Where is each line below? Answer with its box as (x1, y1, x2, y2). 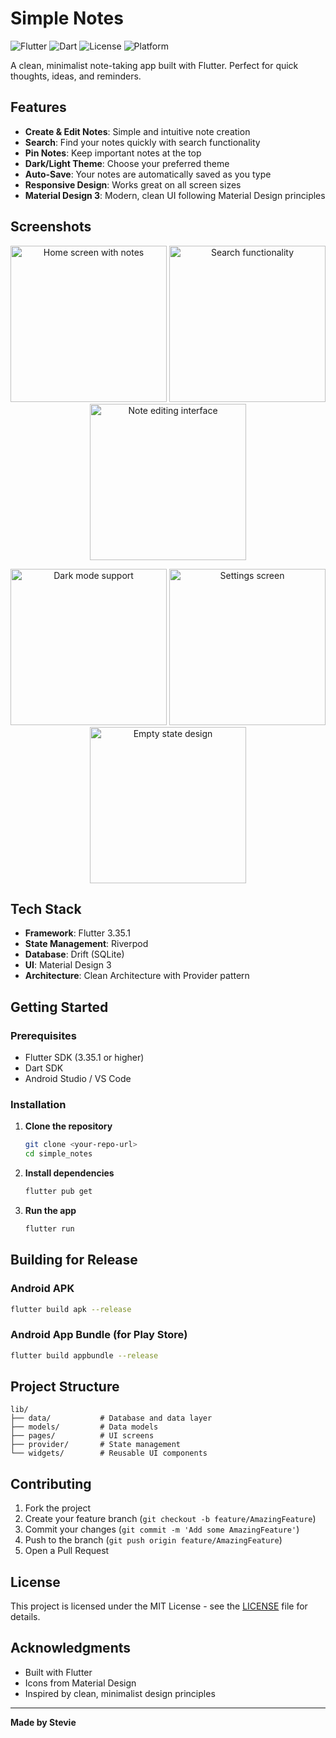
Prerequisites (10, 1028, 77, 1042)
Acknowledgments (10, 1640, 132, 1657)
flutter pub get (24, 1187, 93, 1197)
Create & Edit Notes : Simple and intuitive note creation (24, 125, 251, 137)
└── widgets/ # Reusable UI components (10, 1448, 208, 1459)
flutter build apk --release (10, 1304, 132, 1314)
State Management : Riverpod (24, 938, 149, 950)
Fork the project (24, 1502, 92, 1514)
